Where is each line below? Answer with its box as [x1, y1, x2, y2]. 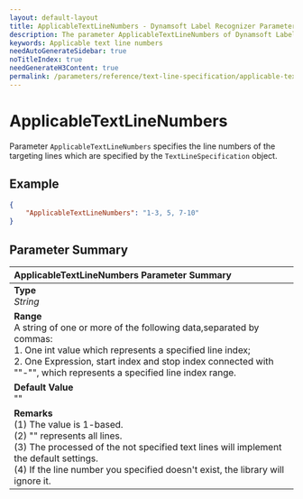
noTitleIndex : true [9, 55, 83, 64]
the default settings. [14, 452, 99, 465]
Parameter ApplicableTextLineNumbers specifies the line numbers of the [9, 141, 276, 152]
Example [9, 177, 60, 192]
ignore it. [14, 475, 51, 487]
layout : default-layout [9, 13, 99, 23]
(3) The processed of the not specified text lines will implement [14, 440, 282, 453]
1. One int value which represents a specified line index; [14, 344, 251, 356]
